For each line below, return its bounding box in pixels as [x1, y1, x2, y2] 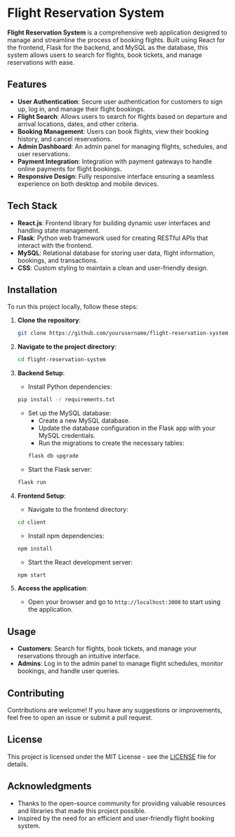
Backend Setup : [17, 369, 65, 377]
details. [7, 760, 29, 768]
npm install [17, 545, 53, 552]
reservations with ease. [7, 58, 75, 66]
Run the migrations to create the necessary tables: [38, 439, 184, 447]
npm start [17, 572, 47, 579]
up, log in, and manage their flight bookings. [17, 104, 145, 113]
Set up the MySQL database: [27, 409, 112, 417]
